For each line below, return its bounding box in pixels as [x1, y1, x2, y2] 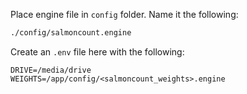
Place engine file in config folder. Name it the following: [10, 9, 239, 20]
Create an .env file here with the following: [10, 45, 185, 58]
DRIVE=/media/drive [10, 65, 92, 75]
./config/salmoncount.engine [10, 28, 132, 38]
